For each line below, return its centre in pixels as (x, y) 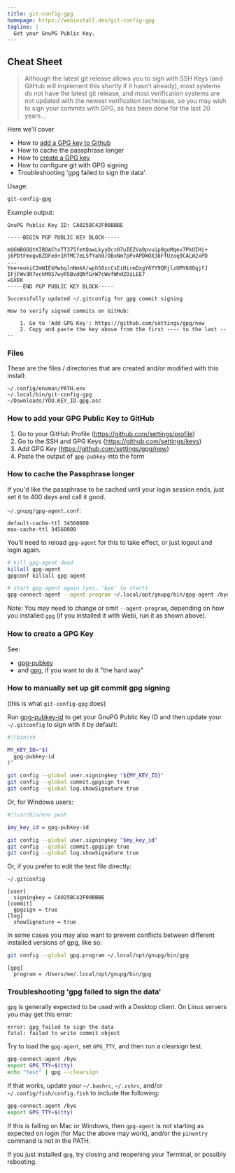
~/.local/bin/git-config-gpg (50, 395)
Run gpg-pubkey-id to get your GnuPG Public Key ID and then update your (114, 717)
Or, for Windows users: (40, 802)
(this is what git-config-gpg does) (57, 703)
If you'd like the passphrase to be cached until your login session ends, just (116, 489)
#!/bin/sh (22, 737)
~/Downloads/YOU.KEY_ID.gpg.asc (54, 401)
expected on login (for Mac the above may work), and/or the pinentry (108, 1133)
